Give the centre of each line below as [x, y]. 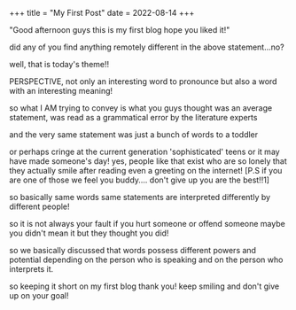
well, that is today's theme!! [59, 64]
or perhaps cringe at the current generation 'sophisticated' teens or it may [145, 151]
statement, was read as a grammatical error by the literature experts [133, 117]
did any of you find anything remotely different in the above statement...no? [147, 47]
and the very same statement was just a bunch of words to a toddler [134, 135]
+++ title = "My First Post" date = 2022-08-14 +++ [102, 13]
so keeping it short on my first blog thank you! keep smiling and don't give [144, 286]
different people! [39, 206]
